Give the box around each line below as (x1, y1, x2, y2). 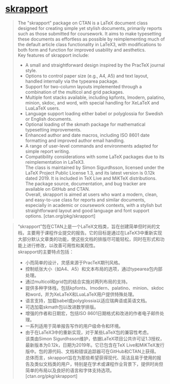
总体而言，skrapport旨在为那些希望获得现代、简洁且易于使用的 (25, 355, 157, 361)
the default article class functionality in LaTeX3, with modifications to (17, 41, 162, 47)
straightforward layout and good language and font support (25, 207, 150, 214)
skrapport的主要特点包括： (17, 249, 74, 255)
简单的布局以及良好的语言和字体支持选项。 (25, 367, 115, 373)
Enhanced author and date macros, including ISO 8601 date (25, 132, 150, 138)
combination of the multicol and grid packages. (25, 89, 124, 95)
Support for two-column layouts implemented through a (25, 83, 142, 89)
